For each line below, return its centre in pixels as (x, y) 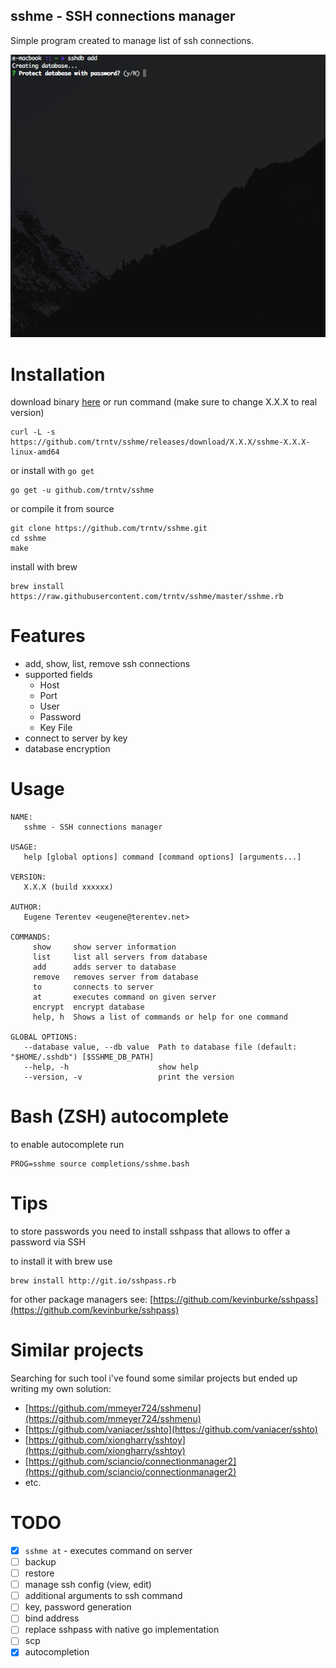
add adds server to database (104, 967)
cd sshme (28, 539)
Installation (58, 374)
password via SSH (48, 1242)
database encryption (67, 749)
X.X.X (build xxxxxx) (68, 887)
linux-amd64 (35, 452)
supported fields (58, 675)
